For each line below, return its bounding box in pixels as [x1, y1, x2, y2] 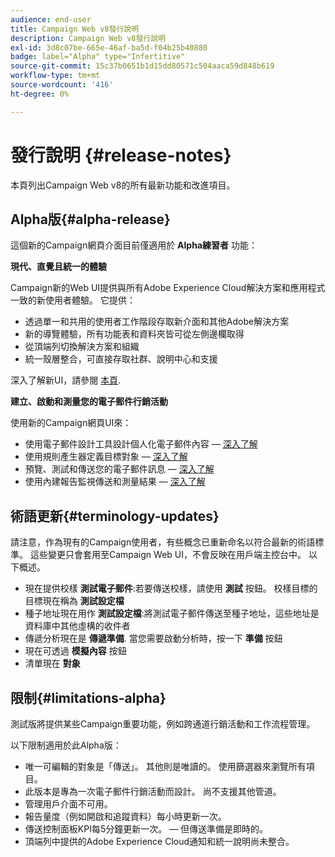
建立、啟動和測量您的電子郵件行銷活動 [10, 396, 168, 408]
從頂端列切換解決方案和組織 [24, 341, 140, 353]
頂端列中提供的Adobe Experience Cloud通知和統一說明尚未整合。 [24, 836, 295, 847]
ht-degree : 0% [10, 89, 70, 99]
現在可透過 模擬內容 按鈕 [24, 645, 127, 657]
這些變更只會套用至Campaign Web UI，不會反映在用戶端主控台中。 [29, 549, 307, 561]
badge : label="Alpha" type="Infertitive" [10, 52, 186, 62]
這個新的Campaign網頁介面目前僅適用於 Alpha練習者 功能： [10, 239, 258, 251]
